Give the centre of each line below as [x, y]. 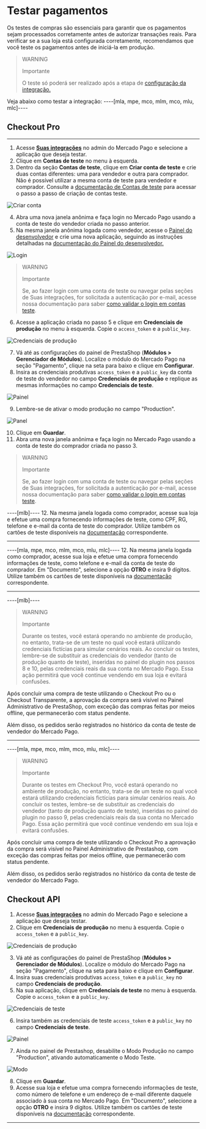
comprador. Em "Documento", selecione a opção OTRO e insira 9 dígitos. [99, 569]
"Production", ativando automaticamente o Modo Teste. [86, 1057]
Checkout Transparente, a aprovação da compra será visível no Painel [95, 699]
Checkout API [34, 900]
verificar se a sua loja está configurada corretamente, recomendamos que [101, 40]
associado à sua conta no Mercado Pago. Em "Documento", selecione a [106, 1100]
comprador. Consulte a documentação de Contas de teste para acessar [106, 187]
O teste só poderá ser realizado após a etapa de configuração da [104, 83]
